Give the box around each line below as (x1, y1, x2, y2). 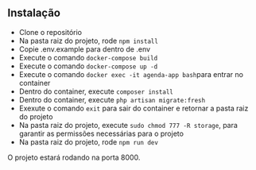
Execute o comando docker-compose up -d (18, 61, 158, 71)
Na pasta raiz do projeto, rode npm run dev (18, 137, 158, 146)
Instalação (7, 6, 61, 20)
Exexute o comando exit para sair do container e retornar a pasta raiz (18, 103, 249, 113)
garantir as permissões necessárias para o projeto (18, 129, 184, 138)
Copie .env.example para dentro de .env (18, 44, 151, 54)
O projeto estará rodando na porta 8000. (7, 153, 141, 162)
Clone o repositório (18, 27, 83, 37)
